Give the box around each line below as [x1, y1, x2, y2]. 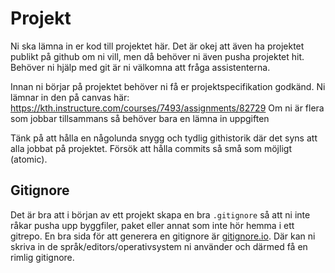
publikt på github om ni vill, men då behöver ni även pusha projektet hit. [10, 50, 305, 62]
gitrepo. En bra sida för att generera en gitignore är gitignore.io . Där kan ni [10, 230, 316, 242]
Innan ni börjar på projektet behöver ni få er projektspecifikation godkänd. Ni [10, 80, 326, 92]
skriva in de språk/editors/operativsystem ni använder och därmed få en [10, 240, 308, 252]
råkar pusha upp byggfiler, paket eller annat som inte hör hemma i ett [10, 219, 295, 231]
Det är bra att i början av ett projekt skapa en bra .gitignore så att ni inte [10, 208, 311, 221]
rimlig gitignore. [10, 251, 75, 263]
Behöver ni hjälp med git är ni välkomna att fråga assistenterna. [10, 61, 271, 73]
